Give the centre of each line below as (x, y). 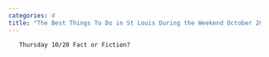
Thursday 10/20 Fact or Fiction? (74, 44)
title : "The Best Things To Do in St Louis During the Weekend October (130, 23)
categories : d (32, 15)
